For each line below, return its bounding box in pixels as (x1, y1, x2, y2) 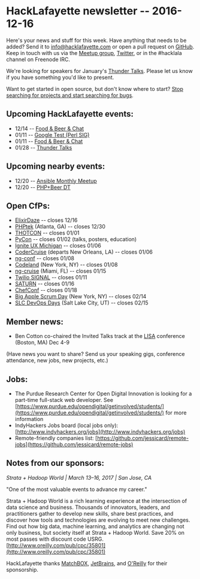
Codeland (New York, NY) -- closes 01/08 (14, 261, 118, 269)
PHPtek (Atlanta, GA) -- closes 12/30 (14, 223, 106, 230)
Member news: (6, 316, 64, 327)
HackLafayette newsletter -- (6, 4, 150, 18)
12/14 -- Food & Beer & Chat (14, 124, 84, 132)
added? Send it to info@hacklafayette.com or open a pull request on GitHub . (6, 43, 195, 50)
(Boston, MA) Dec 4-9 (14, 339, 70, 346)
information (14, 416, 44, 422)
